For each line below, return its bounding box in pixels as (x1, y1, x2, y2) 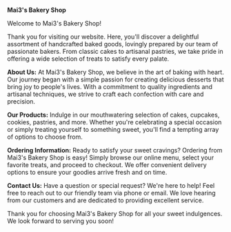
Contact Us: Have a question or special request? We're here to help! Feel (7, 182, 215, 189)
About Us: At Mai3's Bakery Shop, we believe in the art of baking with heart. (7, 68, 224, 76)
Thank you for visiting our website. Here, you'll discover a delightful (7, 32, 199, 41)
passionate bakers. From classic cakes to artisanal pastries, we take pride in (7, 48, 223, 55)
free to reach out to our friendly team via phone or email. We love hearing (7, 189, 216, 197)
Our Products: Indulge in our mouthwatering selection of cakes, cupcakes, (7, 110, 220, 119)
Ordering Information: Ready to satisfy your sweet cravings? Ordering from (7, 146, 223, 154)
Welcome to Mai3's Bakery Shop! (7, 19, 102, 27)
